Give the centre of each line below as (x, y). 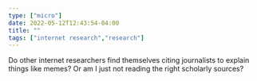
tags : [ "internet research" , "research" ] (77, 38)
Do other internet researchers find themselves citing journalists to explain (129, 60)
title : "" (25, 30)
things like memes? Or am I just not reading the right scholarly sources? (126, 69)
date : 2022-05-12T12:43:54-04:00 (64, 23)
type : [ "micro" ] (35, 15)
